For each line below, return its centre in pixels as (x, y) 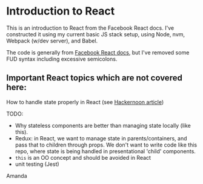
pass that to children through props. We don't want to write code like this (106, 145)
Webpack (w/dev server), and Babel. (52, 41)
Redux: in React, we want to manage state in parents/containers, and (101, 138)
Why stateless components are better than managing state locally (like (103, 125)
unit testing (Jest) (37, 164)
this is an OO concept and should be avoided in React (83, 157)
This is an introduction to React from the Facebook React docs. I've (90, 28)
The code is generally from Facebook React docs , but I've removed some (98, 52)
